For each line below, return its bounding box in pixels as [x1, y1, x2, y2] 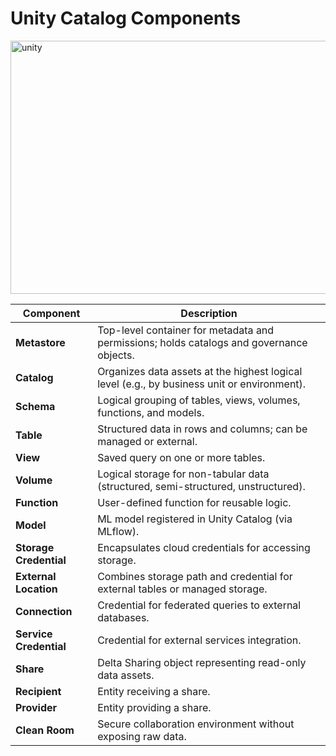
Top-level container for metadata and [97, 323, 275, 337]
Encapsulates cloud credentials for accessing [97, 540, 311, 554]
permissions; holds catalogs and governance [97, 335, 308, 349]
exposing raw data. [97, 729, 187, 743]
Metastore [15, 335, 66, 349]
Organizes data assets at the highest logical [97, 364, 303, 378]
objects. [97, 348, 135, 362]
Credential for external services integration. [97, 633, 302, 647]
